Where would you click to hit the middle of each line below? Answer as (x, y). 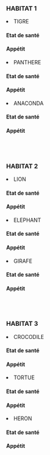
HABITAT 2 (22, 166)
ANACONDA (29, 103)
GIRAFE (23, 261)
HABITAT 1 (21, 8)
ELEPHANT (28, 220)
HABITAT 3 (22, 324)
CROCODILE (29, 337)
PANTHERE (28, 63)
